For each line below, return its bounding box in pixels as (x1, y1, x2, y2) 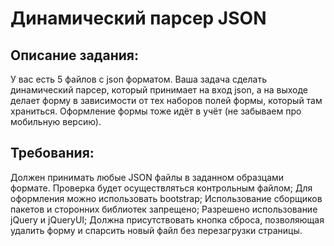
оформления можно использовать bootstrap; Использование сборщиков (10, 192, 323, 204)
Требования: (10, 145, 95, 162)
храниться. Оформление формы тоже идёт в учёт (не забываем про (10, 105, 302, 117)
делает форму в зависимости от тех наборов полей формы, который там (10, 95, 323, 106)
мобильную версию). (10, 116, 102, 127)
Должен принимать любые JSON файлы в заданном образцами (10, 171, 285, 183)
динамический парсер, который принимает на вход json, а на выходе (10, 84, 308, 96)
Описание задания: (10, 47, 139, 64)
